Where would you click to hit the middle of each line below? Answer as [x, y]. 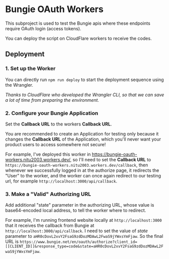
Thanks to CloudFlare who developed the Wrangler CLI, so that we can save [85, 95]
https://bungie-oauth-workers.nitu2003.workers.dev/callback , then [77, 165]
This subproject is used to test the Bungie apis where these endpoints [78, 23]
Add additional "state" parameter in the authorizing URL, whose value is [80, 205]
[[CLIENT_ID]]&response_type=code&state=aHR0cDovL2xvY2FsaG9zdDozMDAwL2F [84, 246]
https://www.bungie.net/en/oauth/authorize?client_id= [79, 242]
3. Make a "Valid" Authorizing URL [48, 194]
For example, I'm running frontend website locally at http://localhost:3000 [84, 220]
